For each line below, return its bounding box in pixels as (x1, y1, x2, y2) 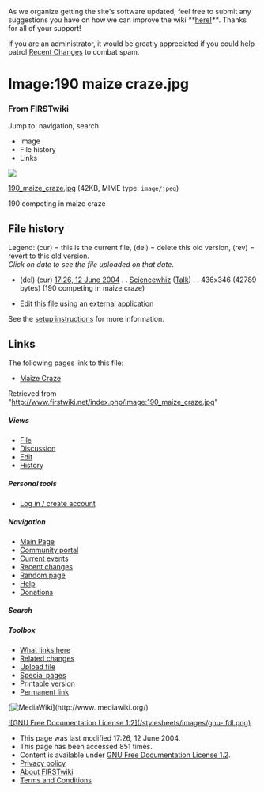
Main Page (19, 537, 55, 546)
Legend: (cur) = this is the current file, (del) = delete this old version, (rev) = (8, 243, 255, 253)
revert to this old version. (8, 251, 89, 261)
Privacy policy (19, 759, 66, 768)
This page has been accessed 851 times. (19, 742, 153, 752)
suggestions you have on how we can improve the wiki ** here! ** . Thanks (8, 15, 247, 25)
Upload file (19, 662, 56, 672)
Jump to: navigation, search (8, 121, 99, 131)
